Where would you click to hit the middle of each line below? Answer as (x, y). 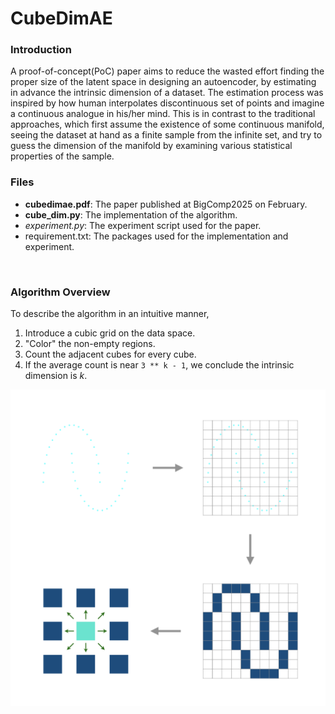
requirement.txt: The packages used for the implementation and (156, 236)
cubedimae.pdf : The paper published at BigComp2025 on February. (166, 204)
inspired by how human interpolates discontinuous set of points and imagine (167, 103)
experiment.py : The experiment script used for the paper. (143, 225)
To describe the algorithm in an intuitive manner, (110, 314)
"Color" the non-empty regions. (90, 344)
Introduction (41, 50)
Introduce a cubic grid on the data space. (110, 333)
